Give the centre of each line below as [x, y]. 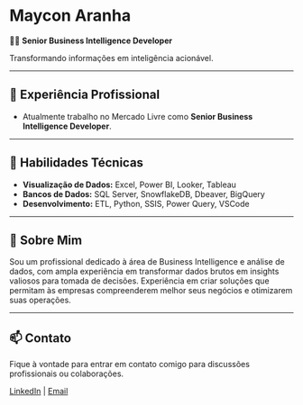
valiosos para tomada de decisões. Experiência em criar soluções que [139, 281]
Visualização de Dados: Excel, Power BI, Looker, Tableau [129, 184]
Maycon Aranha [70, 16]
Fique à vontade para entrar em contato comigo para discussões [130, 364]
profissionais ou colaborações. [67, 373]
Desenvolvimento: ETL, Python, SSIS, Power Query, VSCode [136, 203]
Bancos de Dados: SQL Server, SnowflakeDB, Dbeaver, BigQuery [144, 193]
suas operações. [41, 300]
